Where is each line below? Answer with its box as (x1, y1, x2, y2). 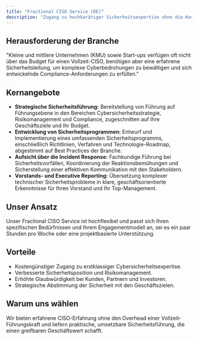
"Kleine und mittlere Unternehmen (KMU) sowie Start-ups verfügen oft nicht (6, 51, 191, 59)
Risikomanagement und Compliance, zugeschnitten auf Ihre (14, 116, 160, 123)
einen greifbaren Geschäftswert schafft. (6, 327, 103, 334)
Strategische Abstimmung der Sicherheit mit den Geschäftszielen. (14, 282, 175, 289)
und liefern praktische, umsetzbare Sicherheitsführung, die (41, 321, 185, 328)
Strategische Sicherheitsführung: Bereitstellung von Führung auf (14, 103, 176, 110)
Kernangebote (6, 87, 60, 97)
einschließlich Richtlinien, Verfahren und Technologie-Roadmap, (14, 141, 171, 148)
